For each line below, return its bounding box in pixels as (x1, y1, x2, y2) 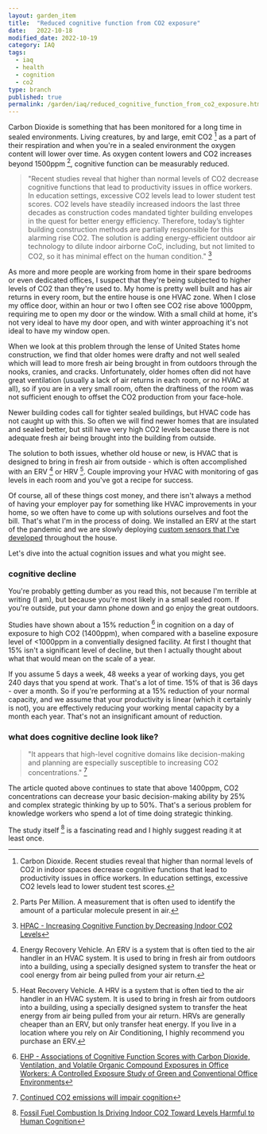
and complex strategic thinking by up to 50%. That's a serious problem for (8, 800, 252, 809)
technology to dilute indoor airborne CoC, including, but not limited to (27, 242, 256, 251)
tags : (8, 49, 26, 57)
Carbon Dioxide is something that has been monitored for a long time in (8, 123, 242, 132)
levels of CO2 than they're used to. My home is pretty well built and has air (8, 284, 253, 294)
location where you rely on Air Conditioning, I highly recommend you (19, 1028, 245, 1038)
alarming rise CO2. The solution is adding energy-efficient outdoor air (27, 233, 256, 243)
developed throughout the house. (8, 532, 118, 542)
